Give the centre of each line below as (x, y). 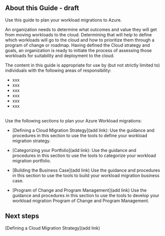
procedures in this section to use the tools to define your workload (80, 135)
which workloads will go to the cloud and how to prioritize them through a (80, 40)
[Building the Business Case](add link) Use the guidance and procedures (86, 170)
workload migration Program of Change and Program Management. (81, 201)
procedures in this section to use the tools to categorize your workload (84, 155)
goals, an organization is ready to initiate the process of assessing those (78, 50)
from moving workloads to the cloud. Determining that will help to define (79, 34)
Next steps (22, 216)
